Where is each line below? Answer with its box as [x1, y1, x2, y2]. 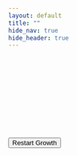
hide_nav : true [8, 26, 59, 34]
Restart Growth [12, 138, 57, 147]
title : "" [8, 19, 41, 27]
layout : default [8, 11, 62, 20]
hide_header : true [8, 33, 69, 42]
